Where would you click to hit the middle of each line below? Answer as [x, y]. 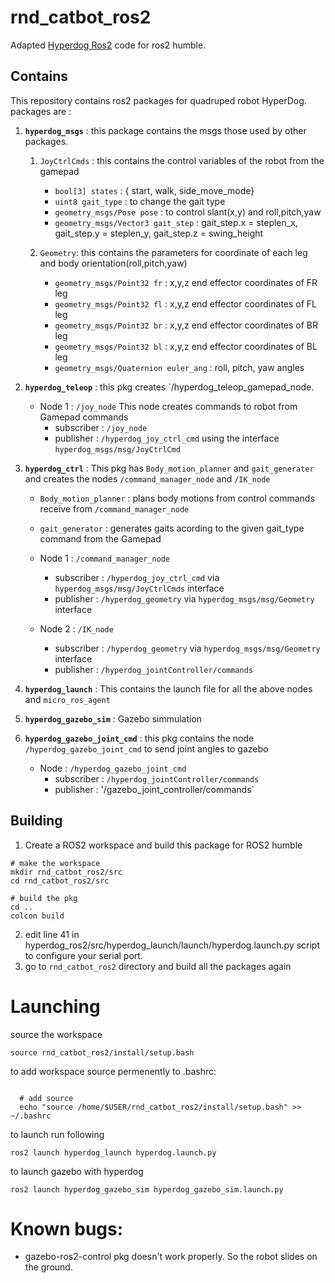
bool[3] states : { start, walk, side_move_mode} [154, 190]
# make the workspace [55, 863]
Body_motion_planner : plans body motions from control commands [177, 498]
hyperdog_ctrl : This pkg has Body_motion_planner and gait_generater [169, 468]
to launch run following [57, 1134]
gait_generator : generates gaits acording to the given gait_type [172, 528]
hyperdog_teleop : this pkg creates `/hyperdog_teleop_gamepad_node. [169, 387]
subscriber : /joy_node [101, 427]
